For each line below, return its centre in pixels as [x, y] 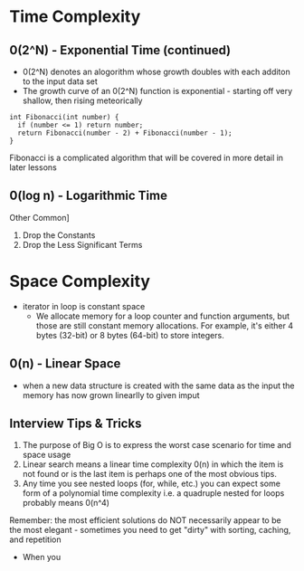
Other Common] [39, 217]
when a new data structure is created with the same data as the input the [158, 385]
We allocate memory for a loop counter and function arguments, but [162, 316]
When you [42, 557]
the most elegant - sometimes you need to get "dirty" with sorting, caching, [150, 530]
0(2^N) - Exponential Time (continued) [120, 50]
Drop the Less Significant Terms [82, 244]
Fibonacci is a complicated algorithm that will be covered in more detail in [146, 157]
